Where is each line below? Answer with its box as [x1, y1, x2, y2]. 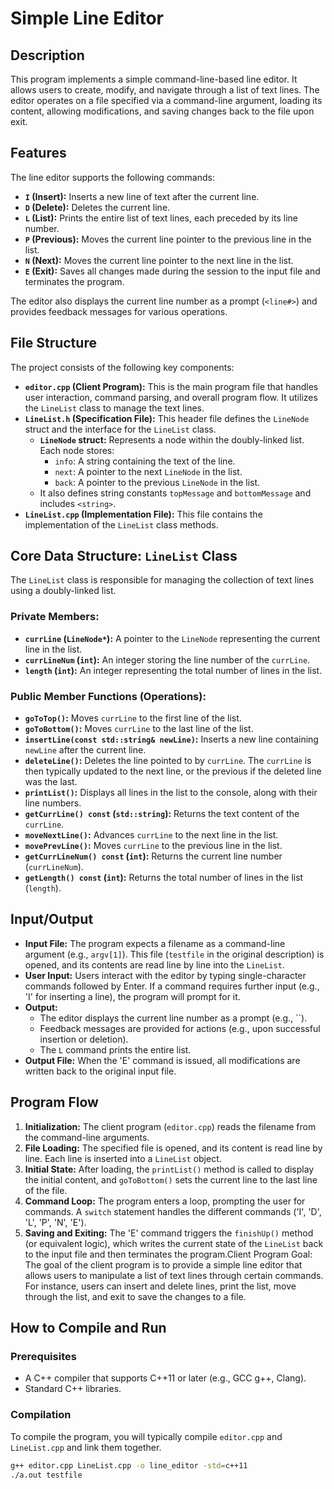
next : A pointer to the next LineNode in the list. [54, 465, 243, 477]
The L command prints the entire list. [39, 1043, 192, 1056]
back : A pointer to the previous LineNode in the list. [54, 476, 261, 488]
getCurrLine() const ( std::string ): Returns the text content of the [24, 808, 300, 820]
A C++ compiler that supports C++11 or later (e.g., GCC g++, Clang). [24, 1372, 307, 1384]
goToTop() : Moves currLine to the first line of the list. [24, 712, 242, 724]
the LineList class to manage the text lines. [24, 402, 205, 414]
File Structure [10, 335, 97, 352]
